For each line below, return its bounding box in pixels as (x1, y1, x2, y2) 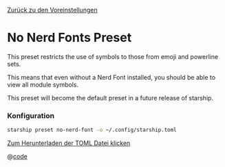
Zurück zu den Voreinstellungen (7, 6, 98, 14)
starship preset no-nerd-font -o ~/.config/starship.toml (7, 126, 177, 133)
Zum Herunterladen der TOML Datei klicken (7, 139, 131, 147)
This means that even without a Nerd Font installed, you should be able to (7, 73, 215, 81)
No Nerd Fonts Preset (7, 30, 132, 45)
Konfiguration (7, 111, 55, 120)
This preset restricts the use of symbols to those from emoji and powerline (7, 52, 219, 60)
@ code (7, 153, 28, 161)
